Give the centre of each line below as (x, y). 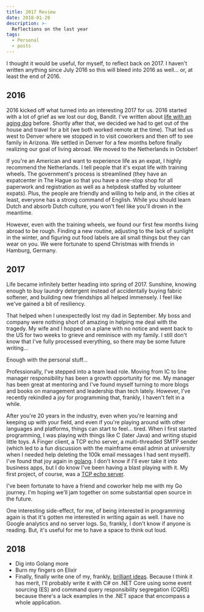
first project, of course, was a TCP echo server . (66, 474)
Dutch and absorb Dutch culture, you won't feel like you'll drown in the (95, 206)
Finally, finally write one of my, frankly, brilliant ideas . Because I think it (104, 577)
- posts (22, 46)
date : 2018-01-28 (28, 18)
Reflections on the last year (50, 29)
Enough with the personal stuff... (47, 360)
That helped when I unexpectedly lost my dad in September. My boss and (99, 315)
